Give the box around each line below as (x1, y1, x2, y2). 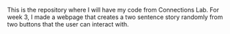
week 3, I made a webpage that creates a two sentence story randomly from (7, 13, 223, 21)
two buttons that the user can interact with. (7, 20, 129, 28)
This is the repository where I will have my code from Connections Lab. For (7, 6, 220, 14)
